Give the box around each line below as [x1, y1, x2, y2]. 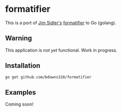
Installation [5, 62, 41, 70]
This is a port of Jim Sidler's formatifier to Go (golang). [5, 20, 117, 26]
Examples [5, 88, 36, 97]
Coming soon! [5, 101, 34, 107]
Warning [5, 34, 32, 42]
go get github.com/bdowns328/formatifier [5, 75, 92, 79]
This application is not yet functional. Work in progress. [5, 47, 118, 53]
